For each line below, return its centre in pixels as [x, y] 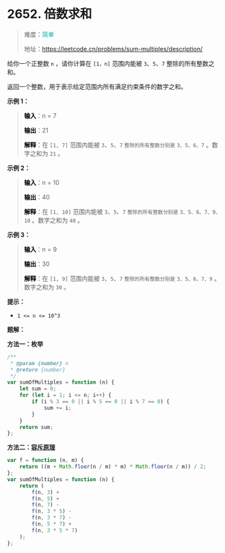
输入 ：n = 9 [40, 249]
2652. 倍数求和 [50, 14]
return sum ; [36, 427]
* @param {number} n [39, 363]
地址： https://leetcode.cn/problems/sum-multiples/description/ [113, 49]
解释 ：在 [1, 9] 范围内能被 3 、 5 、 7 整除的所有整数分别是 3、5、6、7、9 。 [122, 278]
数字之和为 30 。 [47, 287]
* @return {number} [38, 370]
